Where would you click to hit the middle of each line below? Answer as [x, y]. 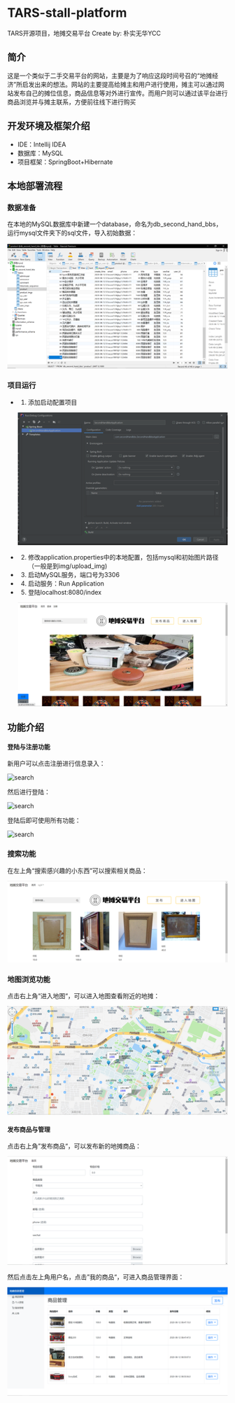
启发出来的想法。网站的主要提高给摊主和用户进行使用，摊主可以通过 [120, 84]
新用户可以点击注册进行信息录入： [56, 763]
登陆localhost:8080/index [65, 593]
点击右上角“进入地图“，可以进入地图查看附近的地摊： [84, 995]
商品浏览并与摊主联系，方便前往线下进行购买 [72, 102]
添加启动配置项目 [52, 402]
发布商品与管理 [29, 1129]
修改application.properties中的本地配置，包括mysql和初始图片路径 [123, 558]
